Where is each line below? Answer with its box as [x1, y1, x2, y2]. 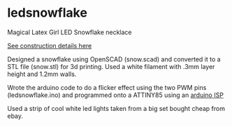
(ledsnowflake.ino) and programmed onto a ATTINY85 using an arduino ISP [7, 91, 224, 99]
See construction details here [7, 41, 92, 50]
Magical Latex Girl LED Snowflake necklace [7, 28, 132, 36]
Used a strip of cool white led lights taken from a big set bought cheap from [7, 104, 226, 112]
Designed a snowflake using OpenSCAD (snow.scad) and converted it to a [7, 54, 222, 63]
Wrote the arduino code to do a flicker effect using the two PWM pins [7, 83, 207, 91]
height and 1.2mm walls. [7, 70, 77, 78]
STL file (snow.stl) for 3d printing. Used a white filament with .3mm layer [7, 62, 215, 70]
